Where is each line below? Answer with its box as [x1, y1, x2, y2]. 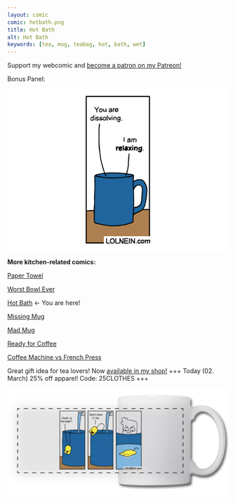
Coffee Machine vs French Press [7, 353, 102, 361]
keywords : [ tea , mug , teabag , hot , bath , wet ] [7, 41, 146, 48]
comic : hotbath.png [7, 18, 65, 26]
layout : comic [7, 11, 49, 18]
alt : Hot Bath [7, 34, 49, 41]
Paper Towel [7, 271, 43, 280]
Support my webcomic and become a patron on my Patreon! [7, 61, 182, 70]
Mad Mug [7, 325, 35, 334]
